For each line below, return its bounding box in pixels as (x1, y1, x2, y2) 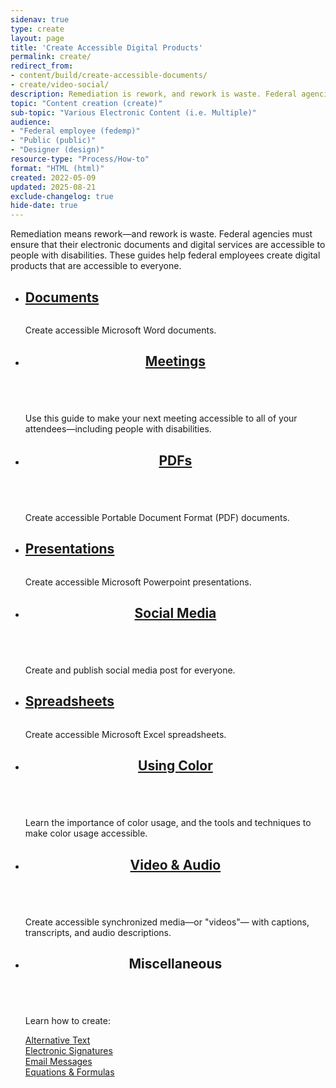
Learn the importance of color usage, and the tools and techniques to (24, 817, 312, 829)
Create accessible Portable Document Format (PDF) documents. (24, 511, 290, 523)
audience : (10, 117, 52, 127)
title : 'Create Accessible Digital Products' (10, 42, 203, 53)
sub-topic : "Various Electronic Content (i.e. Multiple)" (10, 107, 257, 118)
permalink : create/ (10, 52, 92, 62)
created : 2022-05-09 (10, 172, 97, 183)
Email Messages (24, 1055, 93, 1067)
